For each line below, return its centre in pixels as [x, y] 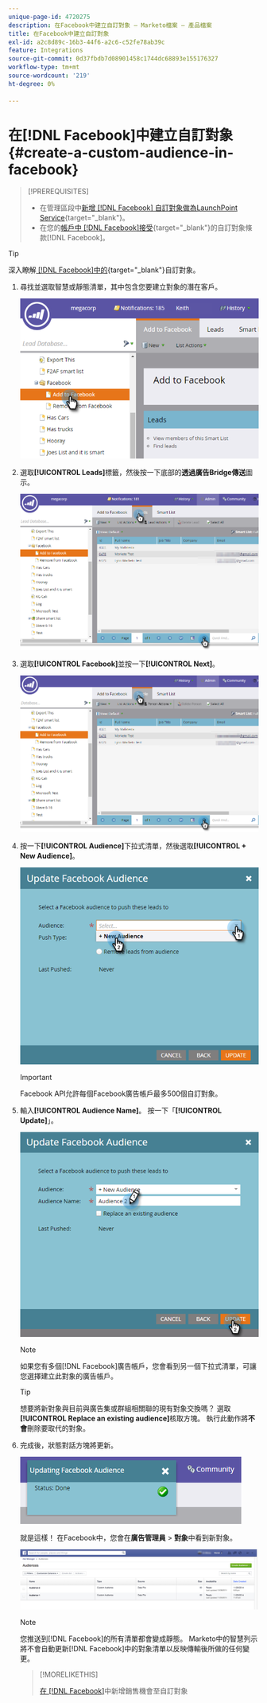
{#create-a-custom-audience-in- [121, 152]
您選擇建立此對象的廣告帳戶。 [68, 1376]
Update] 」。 [39, 1120]
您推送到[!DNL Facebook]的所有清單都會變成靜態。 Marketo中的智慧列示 [139, 1639]
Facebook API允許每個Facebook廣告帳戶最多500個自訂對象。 [121, 1093]
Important [36, 1077]
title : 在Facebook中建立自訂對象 [59, 33]
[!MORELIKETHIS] [69, 1674]
